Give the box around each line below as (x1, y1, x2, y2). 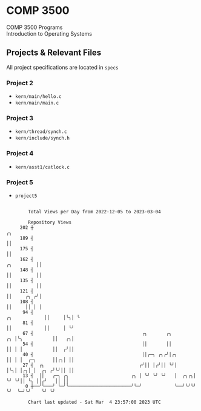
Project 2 (6, 79, 33, 87)
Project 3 (6, 114, 34, 122)
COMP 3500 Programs (6, 24, 63, 31)
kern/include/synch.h (15, 135, 70, 141)
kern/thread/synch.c (15, 129, 67, 135)
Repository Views (28, 219, 71, 225)
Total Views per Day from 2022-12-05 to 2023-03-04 (28, 209, 162, 215)
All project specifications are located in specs (6, 63, 119, 71)
